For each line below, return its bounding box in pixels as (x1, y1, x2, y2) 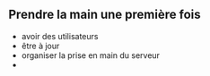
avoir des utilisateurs (21, 30, 99, 41)
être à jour (21, 40, 60, 51)
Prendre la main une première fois (8, 7, 201, 22)
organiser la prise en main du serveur (21, 49, 161, 61)
